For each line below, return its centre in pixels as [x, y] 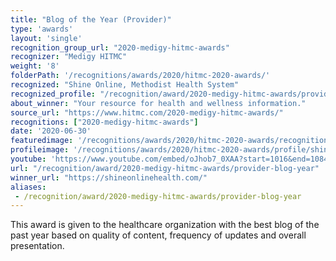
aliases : [28, 187]
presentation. [37, 246]
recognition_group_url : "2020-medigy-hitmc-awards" [120, 47]
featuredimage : [42, 141]
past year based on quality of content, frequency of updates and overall [158, 235]
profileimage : [40, 150]
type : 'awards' [42, 29]
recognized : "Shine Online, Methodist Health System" [125, 85]
